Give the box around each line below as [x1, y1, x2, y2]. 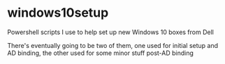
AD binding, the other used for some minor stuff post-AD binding [7, 49, 194, 57]
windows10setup [7, 5, 109, 21]
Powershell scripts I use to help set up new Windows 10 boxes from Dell [7, 28, 215, 36]
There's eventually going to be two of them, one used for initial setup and [7, 41, 219, 49]
